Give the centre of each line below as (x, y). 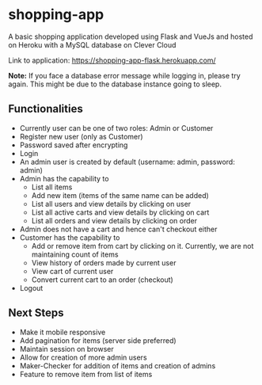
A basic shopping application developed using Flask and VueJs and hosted (131, 36)
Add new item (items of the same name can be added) (120, 195)
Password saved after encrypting (74, 145)
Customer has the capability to (70, 237)
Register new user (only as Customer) (82, 136)
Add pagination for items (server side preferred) (98, 340)
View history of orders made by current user (104, 262)
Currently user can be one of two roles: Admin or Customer (116, 128)
